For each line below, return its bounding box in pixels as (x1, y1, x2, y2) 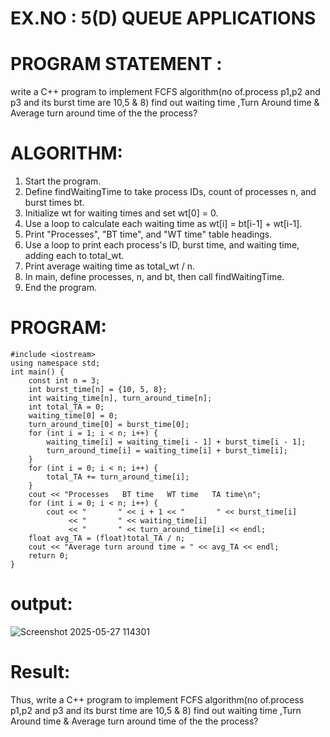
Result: (10, 661, 71, 684)
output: (10, 593, 73, 616)
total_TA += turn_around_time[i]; (46, 472, 190, 482)
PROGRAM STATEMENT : (10, 53, 223, 76)
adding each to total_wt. (24, 250, 125, 262)
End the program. (24, 282, 97, 294)
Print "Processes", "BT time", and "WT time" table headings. (24, 228, 273, 241)
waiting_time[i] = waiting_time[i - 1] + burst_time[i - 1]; (46, 437, 307, 447)
